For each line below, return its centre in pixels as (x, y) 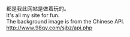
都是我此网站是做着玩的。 (38, 9)
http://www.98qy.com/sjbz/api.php (49, 28)
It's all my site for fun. (33, 15)
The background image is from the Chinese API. (65, 21)
